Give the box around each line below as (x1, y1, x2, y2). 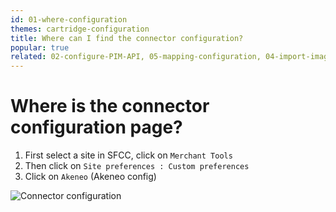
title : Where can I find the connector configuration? (10, 33, 244, 43)
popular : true (10, 42, 70, 53)
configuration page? (10, 116, 183, 139)
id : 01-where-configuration (10, 14, 128, 25)
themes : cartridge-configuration (10, 24, 150, 34)
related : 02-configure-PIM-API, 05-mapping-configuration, (10, 52, 262, 62)
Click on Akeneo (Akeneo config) (24, 171, 157, 183)
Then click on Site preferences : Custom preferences (24, 160, 250, 172)
